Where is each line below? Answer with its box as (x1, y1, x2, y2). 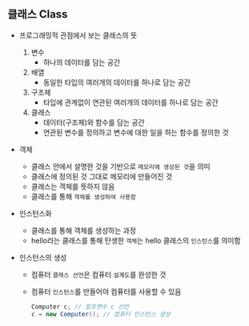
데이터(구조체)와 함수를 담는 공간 (42, 117, 145, 127)
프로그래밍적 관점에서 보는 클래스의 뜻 (18, 30, 138, 40)
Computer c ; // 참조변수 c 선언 (30, 303, 130, 311)
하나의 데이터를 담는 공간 (42, 57, 121, 66)
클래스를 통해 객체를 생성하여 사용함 (30, 191, 137, 201)
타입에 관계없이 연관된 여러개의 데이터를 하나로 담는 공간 (42, 97, 219, 107)
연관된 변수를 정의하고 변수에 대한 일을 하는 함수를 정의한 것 (42, 127, 229, 137)
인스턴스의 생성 (18, 252, 67, 262)
